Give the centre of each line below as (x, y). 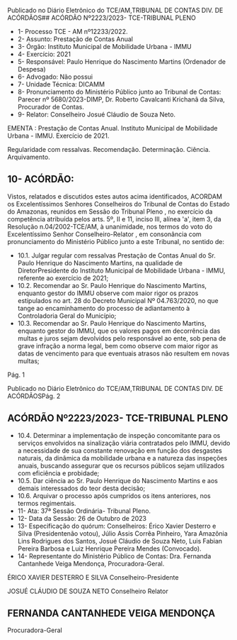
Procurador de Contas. (51, 107)
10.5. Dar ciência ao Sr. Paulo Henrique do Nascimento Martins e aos (117, 480)
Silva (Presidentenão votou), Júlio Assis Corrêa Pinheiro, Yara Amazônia (122, 533)
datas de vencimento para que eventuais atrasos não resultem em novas (123, 353)
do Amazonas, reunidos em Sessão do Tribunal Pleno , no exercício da (110, 211)
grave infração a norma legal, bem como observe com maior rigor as (118, 346)
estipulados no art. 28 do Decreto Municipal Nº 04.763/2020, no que (118, 300)
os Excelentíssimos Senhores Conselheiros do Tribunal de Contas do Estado (118, 204)
